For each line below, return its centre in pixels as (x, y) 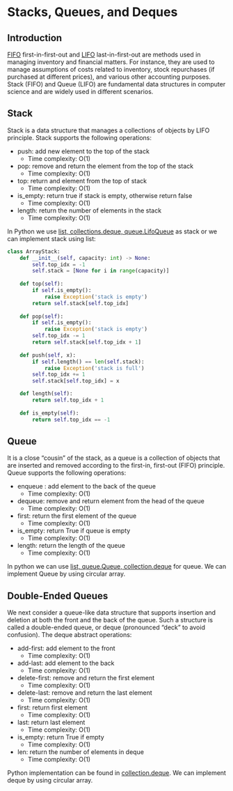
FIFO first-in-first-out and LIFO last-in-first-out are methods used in (104, 54)
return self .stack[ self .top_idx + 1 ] (87, 342)
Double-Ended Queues (58, 596)
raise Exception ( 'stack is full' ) (94, 368)
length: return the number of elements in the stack (89, 210)
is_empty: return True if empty (61, 737)
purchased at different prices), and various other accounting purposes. (109, 77)
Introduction (35, 38)
